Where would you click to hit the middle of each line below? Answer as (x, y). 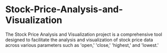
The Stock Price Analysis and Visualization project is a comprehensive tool (84, 34)
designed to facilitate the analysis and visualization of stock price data (79, 40)
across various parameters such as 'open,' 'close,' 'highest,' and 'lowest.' (82, 45)
